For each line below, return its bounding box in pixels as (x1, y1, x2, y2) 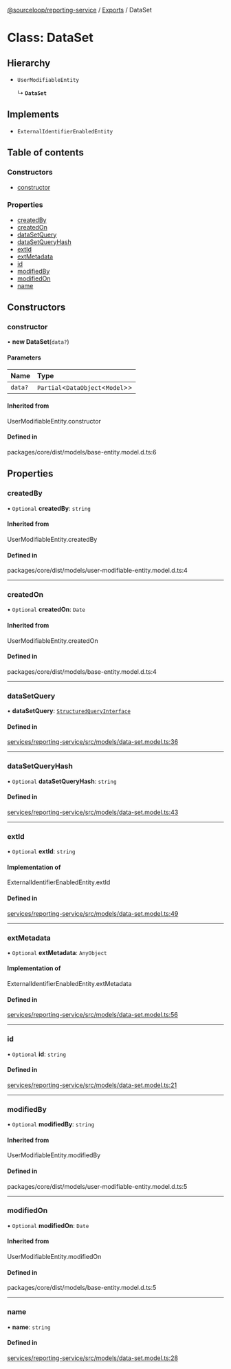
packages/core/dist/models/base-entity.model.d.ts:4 (7, 667, 157, 676)
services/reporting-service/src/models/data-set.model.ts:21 (7, 1081, 177, 1089)
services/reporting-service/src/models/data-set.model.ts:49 (7, 909, 179, 917)
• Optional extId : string (7, 847, 76, 855)
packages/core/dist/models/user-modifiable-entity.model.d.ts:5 (7, 1182, 188, 1190)
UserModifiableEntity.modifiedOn (7, 1253, 102, 1260)
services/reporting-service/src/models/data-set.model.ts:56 (7, 1011, 179, 1019)
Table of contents (7, 147, 84, 159)
